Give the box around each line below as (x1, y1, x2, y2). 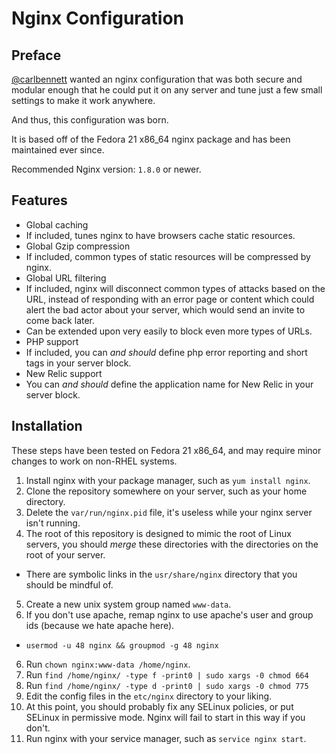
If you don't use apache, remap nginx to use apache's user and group (25, 608, 314, 621)
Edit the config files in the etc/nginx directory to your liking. (25, 690, 273, 702)
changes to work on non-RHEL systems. (11, 455, 178, 467)
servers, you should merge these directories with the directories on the (25, 538, 319, 550)
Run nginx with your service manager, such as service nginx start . (25, 732, 307, 744)
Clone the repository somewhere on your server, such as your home (25, 485, 308, 497)
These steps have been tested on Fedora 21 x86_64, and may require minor (11, 444, 322, 456)
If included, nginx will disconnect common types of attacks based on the (25, 282, 326, 294)
